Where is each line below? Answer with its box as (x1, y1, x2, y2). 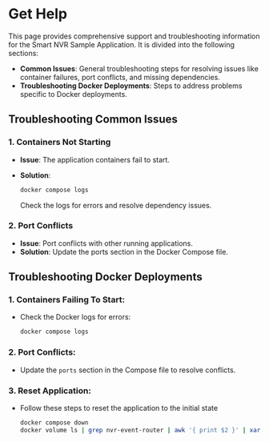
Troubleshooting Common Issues (8, 113, 178, 127)
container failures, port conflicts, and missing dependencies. (19, 72, 220, 82)
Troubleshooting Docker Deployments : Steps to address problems (19, 81, 243, 90)
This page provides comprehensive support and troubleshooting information (8, 31, 260, 41)
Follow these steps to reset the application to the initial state (19, 403, 219, 412)
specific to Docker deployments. (19, 89, 128, 98)
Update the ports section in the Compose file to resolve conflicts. (19, 365, 236, 375)
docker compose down (19, 418, 89, 427)
